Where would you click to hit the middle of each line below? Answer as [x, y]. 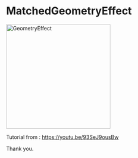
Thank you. [20, 148]
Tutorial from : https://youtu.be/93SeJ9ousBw [62, 137]
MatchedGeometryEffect [69, 11]
